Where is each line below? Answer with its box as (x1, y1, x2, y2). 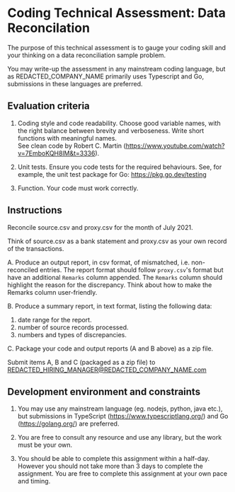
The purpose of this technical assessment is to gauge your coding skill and (7, 43, 227, 52)
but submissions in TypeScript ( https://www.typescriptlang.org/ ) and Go (17, 412, 229, 421)
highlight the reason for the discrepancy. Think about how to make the (7, 281, 212, 289)
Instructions (7, 204, 62, 216)
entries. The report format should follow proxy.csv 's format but (40, 265, 224, 274)
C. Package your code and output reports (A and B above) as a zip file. (7, 344, 214, 353)
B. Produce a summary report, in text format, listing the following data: (7, 302, 212, 310)
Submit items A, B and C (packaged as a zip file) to (7, 358, 156, 366)
